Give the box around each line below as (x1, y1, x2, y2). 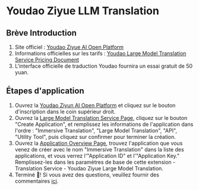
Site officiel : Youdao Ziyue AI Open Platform (14, 43, 124, 50)
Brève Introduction (6, 28, 77, 38)
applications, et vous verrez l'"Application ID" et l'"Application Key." (14, 152, 180, 159)
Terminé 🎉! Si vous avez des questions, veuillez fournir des (14, 171, 159, 178)
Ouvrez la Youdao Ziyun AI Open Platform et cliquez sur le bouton (14, 102, 176, 109)
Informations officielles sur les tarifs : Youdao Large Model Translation (14, 50, 187, 57)
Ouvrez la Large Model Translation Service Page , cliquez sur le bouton (14, 114, 188, 121)
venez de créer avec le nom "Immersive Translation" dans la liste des (14, 145, 184, 153)
